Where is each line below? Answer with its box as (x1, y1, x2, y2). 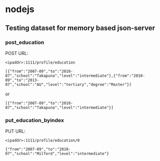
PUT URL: (5, 128, 26, 134)
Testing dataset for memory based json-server (5, 24, 155, 32)
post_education (5, 39, 44, 46)
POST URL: (5, 50, 29, 56)
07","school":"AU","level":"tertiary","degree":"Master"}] (5, 82, 132, 87)
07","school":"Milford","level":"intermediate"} (5, 151, 109, 156)
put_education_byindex (5, 117, 64, 124)
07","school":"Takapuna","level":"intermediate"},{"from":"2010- (5, 73, 145, 78)
